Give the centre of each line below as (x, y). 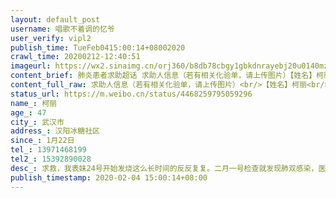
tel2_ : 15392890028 (51, 159)
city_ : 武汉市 (37, 122)
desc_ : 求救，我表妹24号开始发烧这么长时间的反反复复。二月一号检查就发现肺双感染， (164, 168)
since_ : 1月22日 (42, 141)
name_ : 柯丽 (33, 103)
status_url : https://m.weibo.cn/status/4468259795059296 (131, 94)
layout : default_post (55, 19)
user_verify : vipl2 (51, 38)
